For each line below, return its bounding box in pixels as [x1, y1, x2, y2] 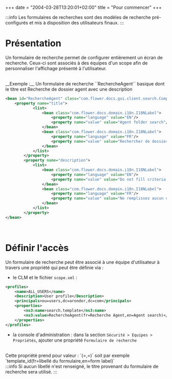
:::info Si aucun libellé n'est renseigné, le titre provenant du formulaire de [5, 363, 159, 369]
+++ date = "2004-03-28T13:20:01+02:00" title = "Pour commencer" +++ [5, 5, 162, 10]
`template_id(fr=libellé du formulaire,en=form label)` [5, 358, 115, 364]
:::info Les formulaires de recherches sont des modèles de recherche [5, 14, 151, 20]
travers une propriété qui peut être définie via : [5, 264, 104, 271]
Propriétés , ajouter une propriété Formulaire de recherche [12, 337, 137, 343]
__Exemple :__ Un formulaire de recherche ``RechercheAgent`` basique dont [5, 80, 165, 86]
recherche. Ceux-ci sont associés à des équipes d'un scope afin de [5, 60, 148, 66]
